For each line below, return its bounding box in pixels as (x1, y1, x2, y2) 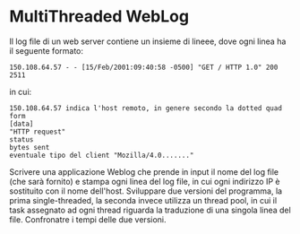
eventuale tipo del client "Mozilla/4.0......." (9, 151, 194, 160)
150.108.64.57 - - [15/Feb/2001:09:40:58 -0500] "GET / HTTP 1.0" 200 (9, 63, 279, 72)
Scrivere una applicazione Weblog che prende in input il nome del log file (9, 166, 279, 177)
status (9, 134, 34, 144)
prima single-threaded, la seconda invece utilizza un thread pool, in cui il (9, 195, 278, 205)
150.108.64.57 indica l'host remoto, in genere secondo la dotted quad (9, 103, 282, 113)
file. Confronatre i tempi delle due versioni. (9, 213, 167, 225)
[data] (9, 119, 34, 128)
